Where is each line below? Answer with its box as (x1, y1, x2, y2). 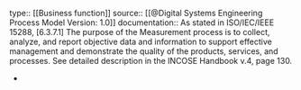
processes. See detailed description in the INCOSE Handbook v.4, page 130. (9, 56, 293, 66)
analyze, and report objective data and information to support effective (9, 36, 272, 47)
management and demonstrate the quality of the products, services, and (9, 46, 278, 57)
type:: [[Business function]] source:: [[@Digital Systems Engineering (9, 8, 263, 18)
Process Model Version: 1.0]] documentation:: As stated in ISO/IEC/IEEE (9, 17, 275, 28)
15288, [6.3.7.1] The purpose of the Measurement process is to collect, (9, 27, 270, 37)
